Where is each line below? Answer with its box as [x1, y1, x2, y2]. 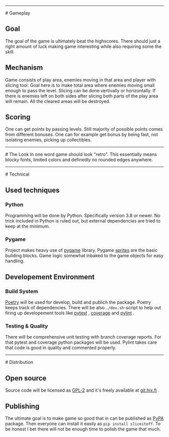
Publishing [5, 402, 40, 410]
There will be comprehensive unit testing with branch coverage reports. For [5, 334, 162, 340]
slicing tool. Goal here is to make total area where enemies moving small [5, 82, 155, 88]
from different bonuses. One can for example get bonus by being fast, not [5, 132, 158, 138]
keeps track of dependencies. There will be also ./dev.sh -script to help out [5, 305, 161, 311]
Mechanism [5, 64, 43, 72]
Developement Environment [5, 272, 95, 281]
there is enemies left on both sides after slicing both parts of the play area [5, 93, 158, 99]
